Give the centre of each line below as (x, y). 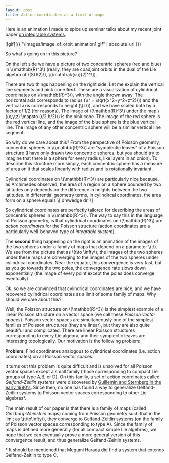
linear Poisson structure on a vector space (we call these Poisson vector (80, 314)
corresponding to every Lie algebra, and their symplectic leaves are (75, 335)
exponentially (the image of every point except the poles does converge (80, 273)
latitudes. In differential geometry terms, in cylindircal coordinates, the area (83, 195)
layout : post (19, 10)
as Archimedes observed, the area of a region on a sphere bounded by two (83, 184)
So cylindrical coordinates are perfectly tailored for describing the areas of (83, 210)
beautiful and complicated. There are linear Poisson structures (70, 330)
